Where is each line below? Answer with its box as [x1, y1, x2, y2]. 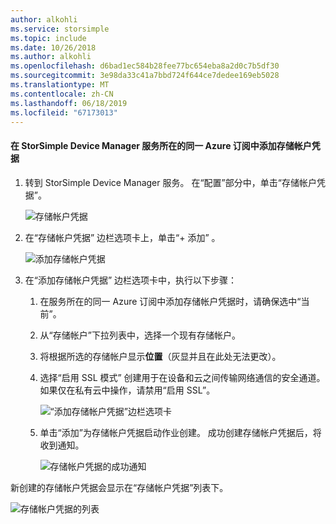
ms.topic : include [10, 33, 87, 43]
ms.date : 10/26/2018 [10, 42, 97, 53]
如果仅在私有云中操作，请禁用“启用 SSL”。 [39, 384, 216, 396]
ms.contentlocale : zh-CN [10, 89, 114, 99]
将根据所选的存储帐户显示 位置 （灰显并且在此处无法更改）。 [39, 350, 282, 362]
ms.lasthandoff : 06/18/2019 [10, 98, 128, 108]
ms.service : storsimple [10, 24, 110, 34]
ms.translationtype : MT [10, 80, 110, 90]
